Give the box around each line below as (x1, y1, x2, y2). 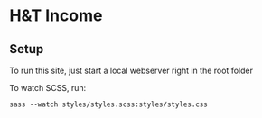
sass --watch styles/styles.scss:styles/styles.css (9, 100, 208, 109)
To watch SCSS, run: (9, 83, 87, 93)
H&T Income (9, 5, 103, 26)
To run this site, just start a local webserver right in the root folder (9, 65, 253, 76)
